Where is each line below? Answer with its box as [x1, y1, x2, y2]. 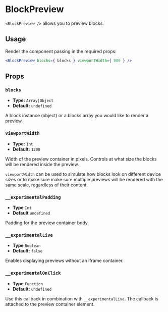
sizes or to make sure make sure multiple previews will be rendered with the [5, 176, 163, 182]
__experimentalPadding [5, 194, 61, 200]
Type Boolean [12, 242, 41, 248]
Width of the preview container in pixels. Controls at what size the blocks [5, 155, 157, 162]
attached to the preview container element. [5, 301, 95, 307]
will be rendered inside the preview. [5, 161, 79, 167]
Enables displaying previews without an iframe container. [5, 257, 124, 264]
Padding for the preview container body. [5, 220, 89, 226]
